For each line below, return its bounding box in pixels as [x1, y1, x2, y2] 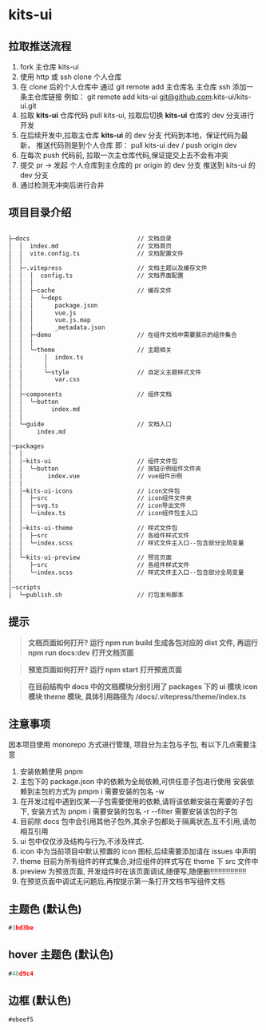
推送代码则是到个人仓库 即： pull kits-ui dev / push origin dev [35, 141, 237, 149]
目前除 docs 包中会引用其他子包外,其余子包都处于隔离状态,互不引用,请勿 [19, 817, 257, 826]
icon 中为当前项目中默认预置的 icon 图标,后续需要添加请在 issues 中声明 [19, 846, 256, 856]
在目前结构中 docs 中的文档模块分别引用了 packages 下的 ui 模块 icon [27, 681, 258, 691]
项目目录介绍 [8, 206, 72, 220]
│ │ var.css [8, 375, 81, 384]
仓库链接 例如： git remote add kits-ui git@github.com [34, 92, 212, 101]
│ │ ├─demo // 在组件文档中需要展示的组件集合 [8, 331, 237, 339]
